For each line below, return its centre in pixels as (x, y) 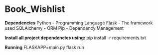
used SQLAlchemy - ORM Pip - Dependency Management (64, 28)
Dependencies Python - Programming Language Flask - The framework (79, 23)
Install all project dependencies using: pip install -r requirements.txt (75, 38)
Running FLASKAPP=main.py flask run (44, 47)
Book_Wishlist (35, 9)
